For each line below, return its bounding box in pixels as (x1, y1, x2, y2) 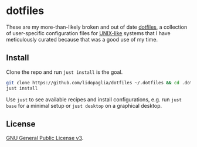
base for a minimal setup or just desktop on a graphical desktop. (6, 102, 162, 109)
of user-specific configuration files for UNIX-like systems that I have (6, 29, 171, 36)
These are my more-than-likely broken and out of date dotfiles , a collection (6, 23, 188, 30)
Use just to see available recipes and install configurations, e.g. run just (6, 95, 182, 103)
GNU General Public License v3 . (6, 135, 84, 142)
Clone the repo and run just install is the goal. (6, 69, 123, 76)
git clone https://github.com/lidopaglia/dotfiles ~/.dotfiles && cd (6, 80, 180, 86)
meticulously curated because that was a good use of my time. (6, 36, 158, 43)
